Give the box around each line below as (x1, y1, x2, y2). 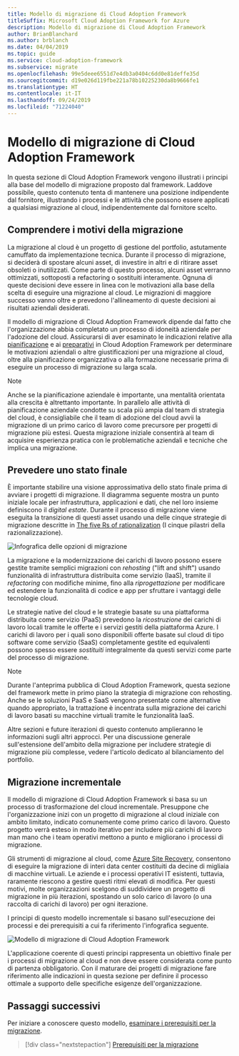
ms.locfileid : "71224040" (7, 103, 84, 111)
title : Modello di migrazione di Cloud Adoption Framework (7, 10, 187, 18)
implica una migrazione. (7, 443, 78, 452)
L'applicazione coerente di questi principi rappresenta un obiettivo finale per (7, 949, 232, 958)
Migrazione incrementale (7, 776, 121, 788)
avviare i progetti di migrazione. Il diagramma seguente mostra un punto (7, 490, 220, 499)
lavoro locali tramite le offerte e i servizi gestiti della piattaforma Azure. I (7, 623, 219, 631)
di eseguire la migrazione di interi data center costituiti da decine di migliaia (7, 862, 230, 870)
